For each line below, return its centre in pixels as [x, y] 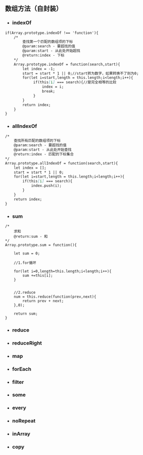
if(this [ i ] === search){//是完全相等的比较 [75, 82]
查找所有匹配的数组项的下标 [37, 141]
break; [48, 91]
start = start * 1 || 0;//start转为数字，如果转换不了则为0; [81, 73]
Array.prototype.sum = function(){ [41, 245]
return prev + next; [43, 301]
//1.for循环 [25, 263]
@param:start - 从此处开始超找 [51, 51]
